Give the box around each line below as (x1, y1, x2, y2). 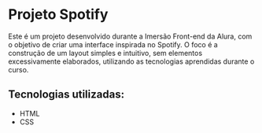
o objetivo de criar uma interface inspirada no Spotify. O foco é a (8, 39, 218, 49)
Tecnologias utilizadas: (8, 88, 124, 102)
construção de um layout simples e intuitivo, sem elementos (8, 48, 203, 57)
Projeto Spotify (8, 6, 109, 24)
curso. (8, 65, 29, 74)
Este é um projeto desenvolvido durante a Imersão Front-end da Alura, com (8, 31, 253, 41)
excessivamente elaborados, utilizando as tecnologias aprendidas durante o (8, 57, 255, 66)
